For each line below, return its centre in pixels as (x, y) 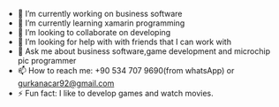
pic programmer (47, 61)
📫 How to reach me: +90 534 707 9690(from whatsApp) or (126, 70)
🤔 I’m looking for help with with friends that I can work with (124, 42)
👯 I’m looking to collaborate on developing (94, 32)
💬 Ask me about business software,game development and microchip (144, 51)
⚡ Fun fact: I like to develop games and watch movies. (115, 93)
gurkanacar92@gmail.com (66, 83)
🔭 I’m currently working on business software (100, 14)
